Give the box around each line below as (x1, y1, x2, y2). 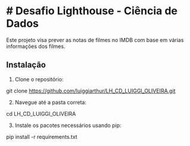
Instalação (6, 60, 46, 70)
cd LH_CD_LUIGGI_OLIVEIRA (6, 110, 76, 117)
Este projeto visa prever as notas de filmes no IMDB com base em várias (6, 36, 184, 43)
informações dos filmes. (6, 43, 66, 50)
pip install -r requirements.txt (6, 133, 77, 140)
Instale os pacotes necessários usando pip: (14, 122, 122, 129)
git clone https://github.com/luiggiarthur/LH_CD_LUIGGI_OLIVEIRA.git (6, 87, 176, 94)
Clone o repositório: (14, 75, 64, 82)
